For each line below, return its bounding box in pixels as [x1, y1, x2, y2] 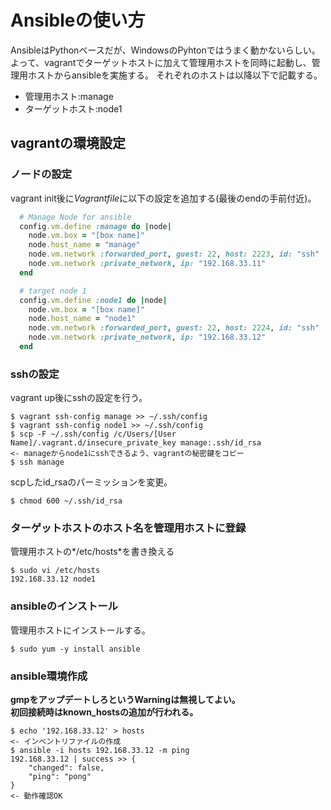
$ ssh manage [10, 457, 65, 468]
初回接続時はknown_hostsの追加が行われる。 [10, 706, 199, 718]
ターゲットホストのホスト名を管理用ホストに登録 [10, 521, 247, 535]
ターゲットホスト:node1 [24, 102, 123, 115]
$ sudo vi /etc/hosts [10, 566, 101, 576]
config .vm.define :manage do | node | [19, 221, 172, 231]
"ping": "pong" [28, 772, 92, 782]
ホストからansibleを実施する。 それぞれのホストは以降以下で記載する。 [27, 69, 323, 81]
